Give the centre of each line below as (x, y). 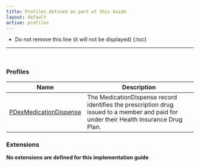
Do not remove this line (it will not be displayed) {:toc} (81, 40)
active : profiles (28, 23)
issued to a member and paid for (132, 112)
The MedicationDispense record (132, 97)
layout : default (26, 17)
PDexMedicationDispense (45, 112)
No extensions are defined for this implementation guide (77, 157)
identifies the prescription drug (130, 104)
